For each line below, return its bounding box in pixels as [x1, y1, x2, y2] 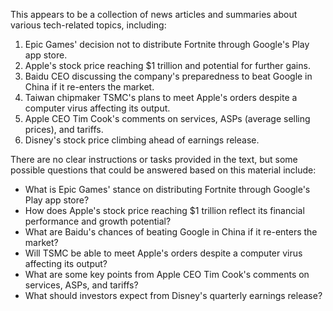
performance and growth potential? [24, 215, 172, 227]
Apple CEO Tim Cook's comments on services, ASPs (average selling [24, 113, 311, 124]
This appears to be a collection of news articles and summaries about [10, 9, 298, 20]
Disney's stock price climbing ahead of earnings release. [24, 134, 260, 146]
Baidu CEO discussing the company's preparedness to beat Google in [24, 70, 313, 82]
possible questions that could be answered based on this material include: [10, 164, 317, 176]
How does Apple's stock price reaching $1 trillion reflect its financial [24, 205, 305, 216]
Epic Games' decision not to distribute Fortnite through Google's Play [24, 39, 310, 50]
